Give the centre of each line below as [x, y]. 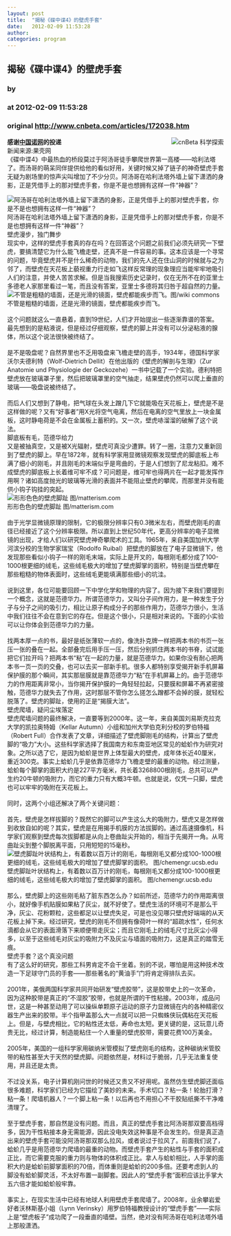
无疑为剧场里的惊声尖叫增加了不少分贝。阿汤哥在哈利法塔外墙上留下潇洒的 [112, 176]
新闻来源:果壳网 [29, 150]
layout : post [26, 13]
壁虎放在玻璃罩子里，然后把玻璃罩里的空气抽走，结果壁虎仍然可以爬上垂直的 [115, 378]
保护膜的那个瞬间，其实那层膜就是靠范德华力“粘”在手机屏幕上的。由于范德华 [115, 675]
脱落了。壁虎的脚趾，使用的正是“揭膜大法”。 [70, 700]
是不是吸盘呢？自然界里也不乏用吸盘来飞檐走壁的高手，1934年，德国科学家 [113, 352]
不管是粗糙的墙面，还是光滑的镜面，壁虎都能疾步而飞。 [85, 303]
